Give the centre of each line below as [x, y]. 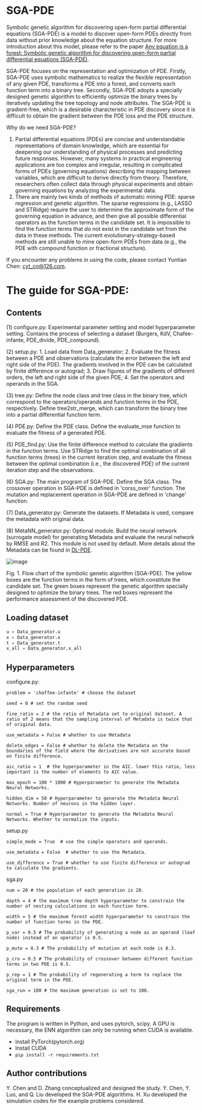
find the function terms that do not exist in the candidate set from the [101, 229]
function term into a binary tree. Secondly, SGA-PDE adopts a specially [94, 90]
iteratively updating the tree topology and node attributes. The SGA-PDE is [99, 102]
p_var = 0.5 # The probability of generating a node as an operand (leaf [101, 933]
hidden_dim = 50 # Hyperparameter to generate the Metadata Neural [93, 799]
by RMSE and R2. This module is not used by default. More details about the [101, 543]
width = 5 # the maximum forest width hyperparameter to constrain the [98, 917]
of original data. [29, 725]
